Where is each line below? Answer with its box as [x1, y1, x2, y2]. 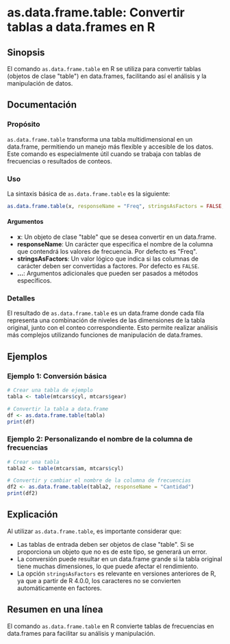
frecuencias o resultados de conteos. [7, 157, 113, 165]
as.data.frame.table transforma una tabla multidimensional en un [7, 135, 193, 143]
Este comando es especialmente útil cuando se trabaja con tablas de [7, 149, 201, 158]
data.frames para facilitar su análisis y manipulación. [7, 629, 155, 637]
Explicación [7, 508, 58, 521]
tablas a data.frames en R [7, 19, 155, 35]
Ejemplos [7, 350, 48, 362]
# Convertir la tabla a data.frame [7, 405, 109, 412]
